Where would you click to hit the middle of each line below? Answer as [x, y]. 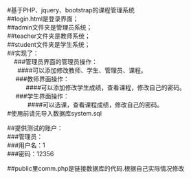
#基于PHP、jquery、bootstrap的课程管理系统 [71, 10]
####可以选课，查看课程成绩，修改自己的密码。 [95, 105]
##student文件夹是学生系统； [49, 44]
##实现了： [23, 53]
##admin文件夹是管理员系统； [50, 27]
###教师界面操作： [43, 79]
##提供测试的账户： [35, 128]
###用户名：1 [26, 145]
